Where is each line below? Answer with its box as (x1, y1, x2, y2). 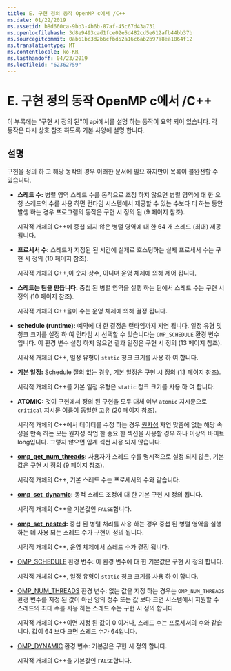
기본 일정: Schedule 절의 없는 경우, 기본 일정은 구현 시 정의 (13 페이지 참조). (17, 368, 221, 376)
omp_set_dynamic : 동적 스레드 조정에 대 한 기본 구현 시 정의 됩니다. (17, 491, 203, 499)
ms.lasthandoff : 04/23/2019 (7, 55, 88, 62)
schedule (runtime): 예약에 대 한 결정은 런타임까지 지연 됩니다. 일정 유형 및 (17, 322, 223, 330)
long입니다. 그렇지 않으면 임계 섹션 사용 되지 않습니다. (17, 438, 162, 446)
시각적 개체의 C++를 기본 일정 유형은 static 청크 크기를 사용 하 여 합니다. (17, 383, 215, 391)
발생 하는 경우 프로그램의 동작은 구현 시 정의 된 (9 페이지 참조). (17, 208, 185, 216)
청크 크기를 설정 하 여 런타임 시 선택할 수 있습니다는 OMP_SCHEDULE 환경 (17, 330, 207, 338)
